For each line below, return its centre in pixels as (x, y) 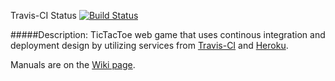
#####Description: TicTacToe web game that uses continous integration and (168, 34)
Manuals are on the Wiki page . (73, 64)
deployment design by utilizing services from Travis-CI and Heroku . (149, 45)
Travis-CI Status (43, 15)
